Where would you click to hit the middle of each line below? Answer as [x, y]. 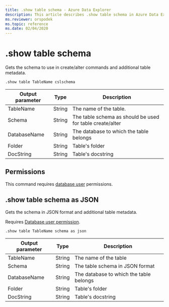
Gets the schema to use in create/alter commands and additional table [78, 67]
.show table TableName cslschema [40, 82]
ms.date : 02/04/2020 [27, 29]
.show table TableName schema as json [46, 231]
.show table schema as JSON [52, 200]
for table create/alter [97, 123]
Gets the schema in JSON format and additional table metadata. [71, 212]
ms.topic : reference [27, 24]
